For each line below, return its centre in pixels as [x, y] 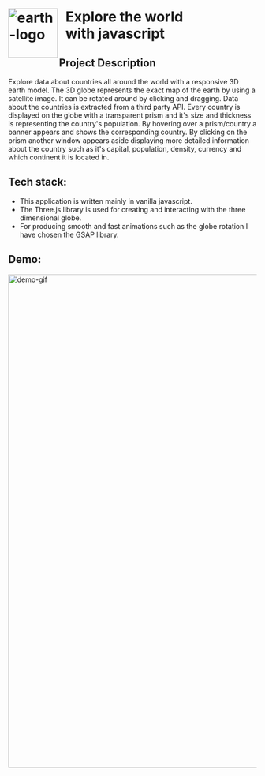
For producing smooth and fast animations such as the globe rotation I [134, 226]
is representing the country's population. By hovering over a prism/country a [132, 124]
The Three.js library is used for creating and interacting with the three [132, 209]
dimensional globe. [50, 218]
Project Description [107, 63]
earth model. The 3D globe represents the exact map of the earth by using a [132, 90]
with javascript [116, 34]
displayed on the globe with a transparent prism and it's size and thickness [130, 115]
